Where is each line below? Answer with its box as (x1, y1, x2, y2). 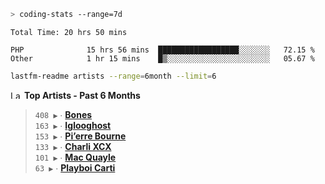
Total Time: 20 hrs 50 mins (10, 27, 128, 37)
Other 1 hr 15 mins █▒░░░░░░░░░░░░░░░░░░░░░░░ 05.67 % (10, 53, 315, 64)
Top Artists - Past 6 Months (23, 89, 141, 101)
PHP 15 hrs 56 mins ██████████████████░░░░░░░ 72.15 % (10, 45, 315, 55)
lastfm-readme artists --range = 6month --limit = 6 (10, 71, 217, 81)
